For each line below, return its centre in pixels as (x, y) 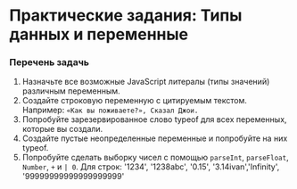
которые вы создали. (62, 129)
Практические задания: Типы (126, 16)
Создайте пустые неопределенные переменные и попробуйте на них (155, 138)
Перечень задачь (49, 62)
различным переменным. (71, 91)
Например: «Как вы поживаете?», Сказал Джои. (110, 110)
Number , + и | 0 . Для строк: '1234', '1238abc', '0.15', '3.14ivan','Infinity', (151, 167)
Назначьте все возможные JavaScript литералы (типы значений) (146, 82)
